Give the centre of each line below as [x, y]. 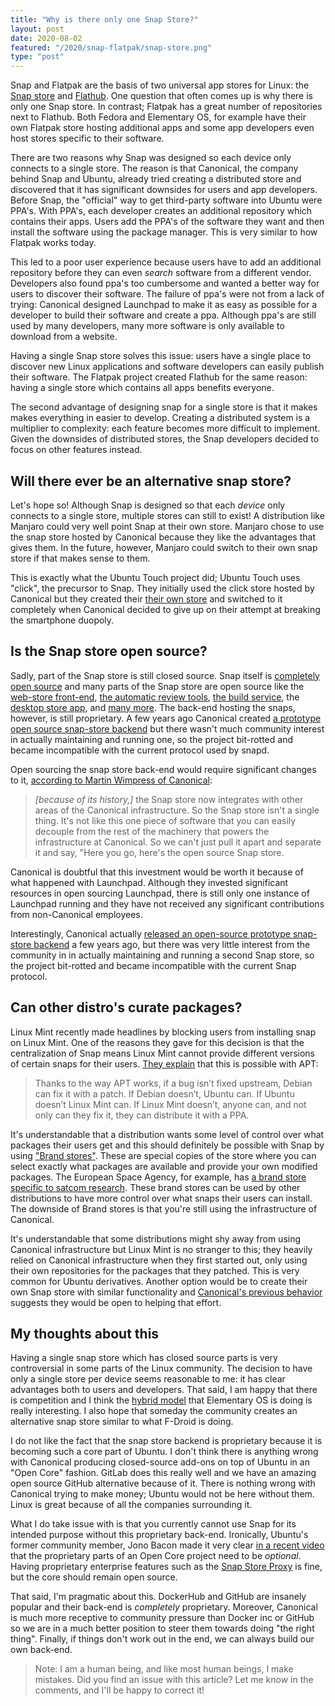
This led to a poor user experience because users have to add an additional [166, 262]
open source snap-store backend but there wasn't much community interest [167, 728]
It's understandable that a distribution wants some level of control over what [167, 1134]
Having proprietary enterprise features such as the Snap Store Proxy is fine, [166, 1567]
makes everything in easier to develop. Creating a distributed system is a [160, 418]
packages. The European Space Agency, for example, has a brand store [158, 1177]
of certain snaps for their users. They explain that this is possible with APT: [164, 1063]
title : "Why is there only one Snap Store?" [104, 19]
